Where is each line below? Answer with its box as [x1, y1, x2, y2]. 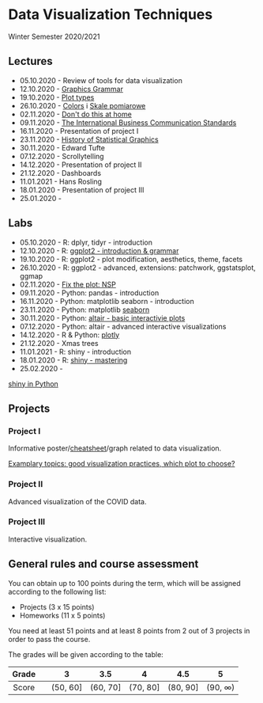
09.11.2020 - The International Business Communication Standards [19, 117, 237, 127]
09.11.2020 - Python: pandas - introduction [19, 287, 160, 298]
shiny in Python [8, 378, 59, 389]
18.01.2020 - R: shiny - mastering [19, 355, 128, 365]
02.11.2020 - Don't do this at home [19, 109, 132, 119]
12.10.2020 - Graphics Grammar [19, 84, 124, 93]
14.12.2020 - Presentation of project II [19, 160, 142, 169]
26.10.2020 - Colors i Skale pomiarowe [19, 101, 146, 110]
